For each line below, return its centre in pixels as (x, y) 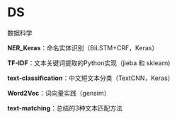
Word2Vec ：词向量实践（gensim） (59, 93)
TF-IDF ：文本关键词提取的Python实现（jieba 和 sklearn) (89, 63)
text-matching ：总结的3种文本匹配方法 (65, 108)
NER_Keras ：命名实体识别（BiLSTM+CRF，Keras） (83, 47)
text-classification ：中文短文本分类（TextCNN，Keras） (91, 78)
